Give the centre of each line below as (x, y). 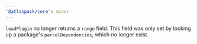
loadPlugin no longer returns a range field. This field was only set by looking (98, 28)
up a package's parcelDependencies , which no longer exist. (77, 34)
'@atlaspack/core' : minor (37, 11)
